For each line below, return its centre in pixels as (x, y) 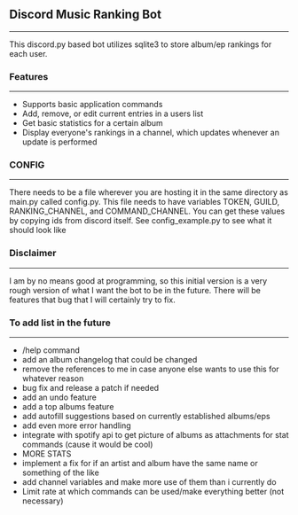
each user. (28, 53)
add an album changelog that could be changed (110, 359)
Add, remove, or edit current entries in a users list (113, 113)
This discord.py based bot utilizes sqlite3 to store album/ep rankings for (141, 44)
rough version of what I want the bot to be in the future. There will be (135, 290)
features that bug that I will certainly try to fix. (92, 300)
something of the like (60, 472)
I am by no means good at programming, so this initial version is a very (138, 281)
